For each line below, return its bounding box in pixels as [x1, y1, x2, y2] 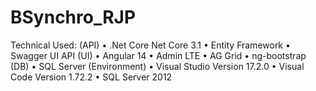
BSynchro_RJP [10, 6, 137, 29]
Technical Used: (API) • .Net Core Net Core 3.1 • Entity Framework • [10, 39, 291, 51]
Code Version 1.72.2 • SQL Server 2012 [10, 71, 173, 83]
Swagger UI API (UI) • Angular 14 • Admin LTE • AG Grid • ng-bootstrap [10, 49, 307, 61]
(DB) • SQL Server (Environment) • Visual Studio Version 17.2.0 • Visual [10, 60, 305, 72]
